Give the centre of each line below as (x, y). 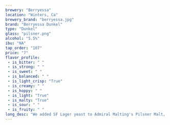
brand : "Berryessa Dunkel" (34, 24)
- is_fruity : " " (26, 110)
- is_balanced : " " (28, 77)
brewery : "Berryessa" (28, 10)
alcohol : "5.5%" (22, 39)
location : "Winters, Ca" (32, 15)
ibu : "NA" (16, 43)
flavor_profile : (22, 57)
